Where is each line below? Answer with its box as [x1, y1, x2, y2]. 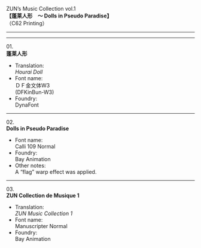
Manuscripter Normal [14, 223, 68, 229]
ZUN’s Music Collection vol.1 [6, 5, 76, 12]
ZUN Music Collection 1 [14, 210, 73, 217]
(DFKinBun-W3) [14, 89, 54, 95]
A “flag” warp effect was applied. [14, 168, 97, 176]
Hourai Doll [14, 68, 43, 75]
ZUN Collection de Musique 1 [6, 192, 80, 199]
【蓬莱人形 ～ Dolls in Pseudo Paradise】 [6, 12, 112, 19]
